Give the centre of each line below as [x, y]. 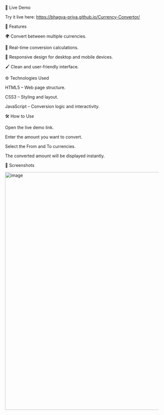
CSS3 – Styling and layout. [32, 97]
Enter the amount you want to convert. [44, 137]
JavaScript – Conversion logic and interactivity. [52, 106]
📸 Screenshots [20, 165]
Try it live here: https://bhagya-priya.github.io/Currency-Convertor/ [72, 17]
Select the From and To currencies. [40, 146]
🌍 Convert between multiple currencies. [46, 36]
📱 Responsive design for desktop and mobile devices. [59, 57]
